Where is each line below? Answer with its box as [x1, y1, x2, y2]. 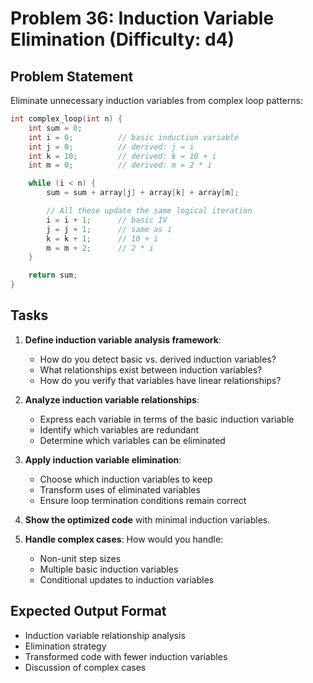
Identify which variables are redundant [39, 423, 200, 436]
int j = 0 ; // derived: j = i [28, 142, 195, 152]
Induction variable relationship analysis [24, 629, 186, 641]
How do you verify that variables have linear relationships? [39, 374, 282, 386]
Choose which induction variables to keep [39, 473, 213, 485]
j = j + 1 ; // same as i [46, 224, 172, 234]
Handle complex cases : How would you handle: [24, 533, 224, 545]
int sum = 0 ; [28, 123, 83, 133]
